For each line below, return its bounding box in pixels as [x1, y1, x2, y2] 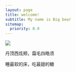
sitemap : [5, 21, 24, 27]
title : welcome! [5, 12, 40, 17]
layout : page [5, 7, 33, 13]
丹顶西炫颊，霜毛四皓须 [5, 50, 54, 56]
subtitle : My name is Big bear [5, 17, 71, 22]
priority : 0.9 [10, 26, 40, 31]
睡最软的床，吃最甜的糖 [5, 61, 54, 67]
